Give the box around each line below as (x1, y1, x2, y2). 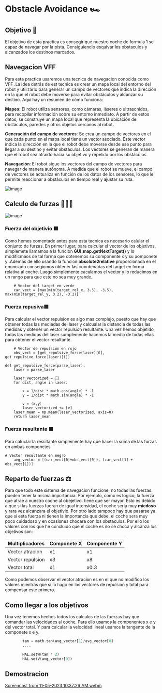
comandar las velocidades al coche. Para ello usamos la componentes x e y (5, 619, 156, 625)
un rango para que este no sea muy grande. (5, 274, 93, 280)
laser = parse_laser (14, 368, 55, 372)
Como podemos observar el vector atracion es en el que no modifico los (5, 577, 149, 582)
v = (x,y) (22, 402, 42, 406)
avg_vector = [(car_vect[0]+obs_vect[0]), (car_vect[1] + (14, 457, 133, 462)
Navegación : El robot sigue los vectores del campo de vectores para (5, 161, 142, 167)
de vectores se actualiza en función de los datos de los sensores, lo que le (5, 171, 154, 177)
